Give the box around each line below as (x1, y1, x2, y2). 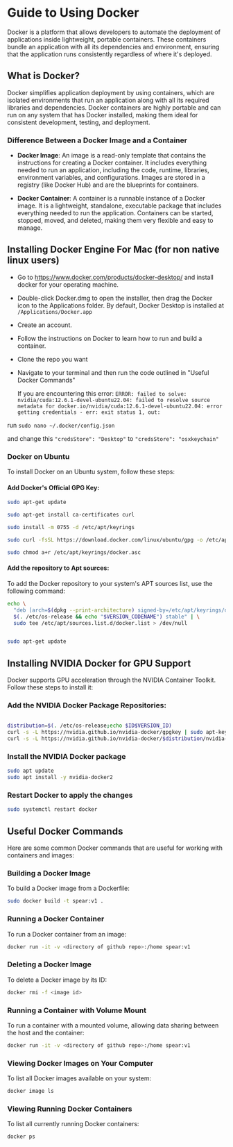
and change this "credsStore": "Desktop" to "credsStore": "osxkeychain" (7, 434, 219, 442)
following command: (7, 587, 66, 595)
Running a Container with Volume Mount (7, 1005, 147, 1015)
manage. (17, 224, 43, 232)
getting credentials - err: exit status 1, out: (17, 408, 161, 416)
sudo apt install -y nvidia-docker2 (7, 774, 113, 781)
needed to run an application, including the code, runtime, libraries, (17, 166, 209, 174)
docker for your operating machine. (17, 280, 119, 289)
